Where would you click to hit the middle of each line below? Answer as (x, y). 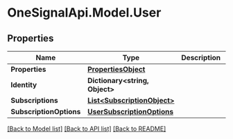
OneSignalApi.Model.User (84, 13)
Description (201, 58)
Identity (24, 85)
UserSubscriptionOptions (131, 112)
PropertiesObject (116, 69)
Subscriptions (34, 100)
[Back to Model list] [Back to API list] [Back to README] (87, 129)
